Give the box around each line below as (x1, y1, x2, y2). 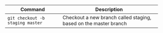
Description (95, 6, 123, 12)
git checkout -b (7, 15, 45, 21)
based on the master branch (62, 20, 127, 27)
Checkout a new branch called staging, (62, 14, 152, 21)
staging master (7, 20, 43, 25)
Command (20, 6, 45, 12)
